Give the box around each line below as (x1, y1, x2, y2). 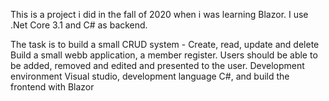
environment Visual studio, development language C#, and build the (10, 70, 290, 82)
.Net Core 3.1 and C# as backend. (10, 19, 148, 31)
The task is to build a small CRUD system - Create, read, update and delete (10, 39, 320, 50)
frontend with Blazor (10, 81, 95, 93)
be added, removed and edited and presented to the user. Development (10, 60, 305, 71)
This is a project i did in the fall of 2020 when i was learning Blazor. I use (10, 9, 309, 20)
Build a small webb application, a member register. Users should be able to (10, 49, 318, 61)
